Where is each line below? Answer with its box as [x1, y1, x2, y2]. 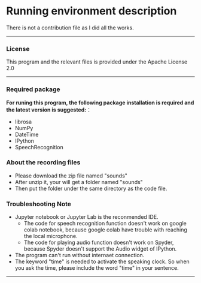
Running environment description [6, 4, 177, 18]
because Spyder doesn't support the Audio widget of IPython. [23, 245, 177, 252]
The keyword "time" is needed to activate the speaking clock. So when [14, 258, 190, 265]
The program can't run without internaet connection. [14, 252, 145, 259]
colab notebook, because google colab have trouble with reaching [23, 226, 187, 233]
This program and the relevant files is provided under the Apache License [6, 58, 188, 65]
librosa [14, 118, 32, 125]
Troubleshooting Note [6, 200, 72, 208]
